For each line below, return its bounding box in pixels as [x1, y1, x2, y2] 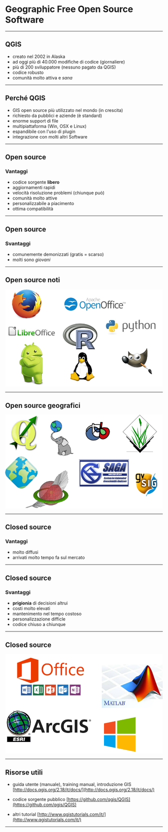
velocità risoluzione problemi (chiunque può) [12, 190, 105, 196]
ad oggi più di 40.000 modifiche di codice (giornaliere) [12, 58, 125, 64]
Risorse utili [5, 768, 43, 776]
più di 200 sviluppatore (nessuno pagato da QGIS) [12, 64, 116, 70]
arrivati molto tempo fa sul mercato [12, 554, 85, 560]
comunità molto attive [12, 195, 57, 201]
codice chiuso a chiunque [12, 621, 66, 627]
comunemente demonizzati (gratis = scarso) [12, 251, 104, 257]
